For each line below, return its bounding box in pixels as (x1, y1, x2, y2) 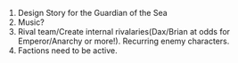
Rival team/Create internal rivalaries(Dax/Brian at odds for (17, 27, 230, 36)
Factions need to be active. (17, 45, 118, 56)
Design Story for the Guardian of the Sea (17, 8, 168, 18)
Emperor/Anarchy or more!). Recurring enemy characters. (17, 35, 230, 46)
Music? (17, 17, 45, 28)
